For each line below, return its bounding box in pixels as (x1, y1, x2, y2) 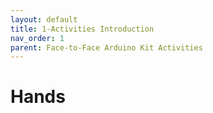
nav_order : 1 (10, 33, 65, 43)
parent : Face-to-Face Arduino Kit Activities (10, 42, 203, 53)
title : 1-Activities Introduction (10, 24, 155, 34)
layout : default (10, 14, 78, 25)
